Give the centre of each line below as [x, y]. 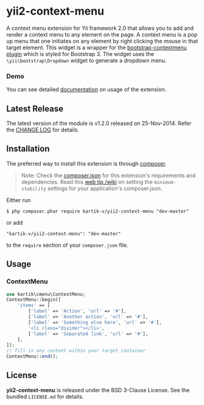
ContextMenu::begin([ [34, 300]
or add [15, 222]
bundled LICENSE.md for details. [45, 396]
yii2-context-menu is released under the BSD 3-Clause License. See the [98, 390]
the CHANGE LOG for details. [43, 130]
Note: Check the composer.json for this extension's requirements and [108, 175]
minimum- [165, 182]
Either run [19, 200]
